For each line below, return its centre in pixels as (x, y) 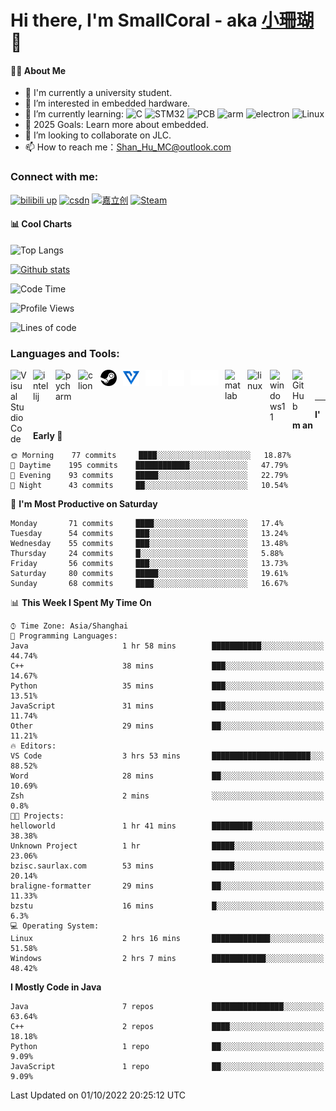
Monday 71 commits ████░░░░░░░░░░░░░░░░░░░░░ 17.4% (147, 524)
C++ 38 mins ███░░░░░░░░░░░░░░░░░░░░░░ (167, 666)
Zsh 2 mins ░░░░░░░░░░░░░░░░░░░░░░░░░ (167, 796)
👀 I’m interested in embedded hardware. (107, 103)
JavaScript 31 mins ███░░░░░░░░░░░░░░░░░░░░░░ (167, 706)
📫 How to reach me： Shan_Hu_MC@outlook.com (128, 147)
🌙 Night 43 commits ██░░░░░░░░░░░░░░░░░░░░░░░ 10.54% (149, 486)
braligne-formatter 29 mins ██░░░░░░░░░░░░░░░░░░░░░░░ (167, 886)
